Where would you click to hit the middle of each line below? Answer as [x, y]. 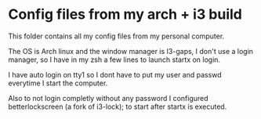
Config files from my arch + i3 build [125, 14]
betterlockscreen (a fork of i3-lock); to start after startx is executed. [118, 106]
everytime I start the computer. [58, 83]
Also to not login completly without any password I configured [109, 98]
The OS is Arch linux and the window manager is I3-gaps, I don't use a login [130, 51]
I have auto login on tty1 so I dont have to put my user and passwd [115, 74]
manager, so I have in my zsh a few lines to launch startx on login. [114, 59]
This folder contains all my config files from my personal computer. [116, 36]
